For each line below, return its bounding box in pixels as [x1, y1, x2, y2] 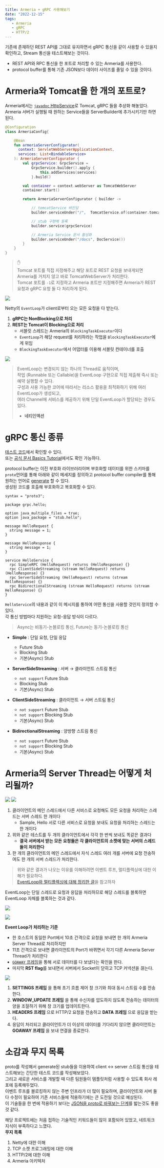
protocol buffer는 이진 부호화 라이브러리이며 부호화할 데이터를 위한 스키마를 [5, 466, 150, 471]
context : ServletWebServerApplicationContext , [18, 147, 115, 152]
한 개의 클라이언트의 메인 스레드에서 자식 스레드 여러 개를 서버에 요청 [12, 850, 143, 856]
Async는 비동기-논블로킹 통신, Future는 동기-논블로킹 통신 [17, 624, 129, 630]
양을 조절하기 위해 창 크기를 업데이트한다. [12, 1003, 91, 1009]
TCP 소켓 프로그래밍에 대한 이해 [12, 1145, 73, 1151]
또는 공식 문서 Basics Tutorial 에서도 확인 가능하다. [5, 455, 101, 461]
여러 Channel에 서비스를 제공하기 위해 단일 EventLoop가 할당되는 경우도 [17, 397, 156, 402]
